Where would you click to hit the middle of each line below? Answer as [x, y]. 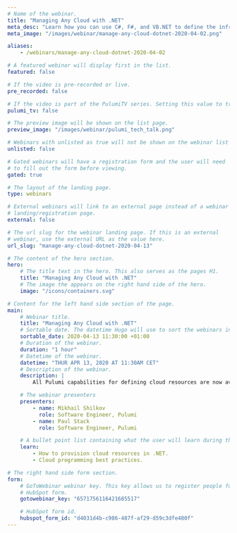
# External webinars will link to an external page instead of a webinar [118, 207]
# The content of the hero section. [61, 258]
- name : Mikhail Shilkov [69, 408]
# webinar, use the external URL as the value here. [86, 239]
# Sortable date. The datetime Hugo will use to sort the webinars [121, 330]
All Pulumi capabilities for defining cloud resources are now [127, 382]
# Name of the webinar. [42, 14]
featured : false [31, 72]
